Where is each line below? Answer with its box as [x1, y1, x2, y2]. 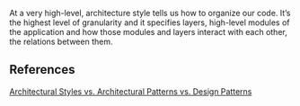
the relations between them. [9, 36, 113, 47]
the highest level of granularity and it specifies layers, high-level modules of [9, 17, 290, 28]
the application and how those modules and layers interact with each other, [9, 27, 287, 37]
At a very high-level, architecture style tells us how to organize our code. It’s [9, 8, 291, 18]
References [9, 62, 75, 77]
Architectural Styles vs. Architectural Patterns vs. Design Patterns [9, 85, 252, 97]
